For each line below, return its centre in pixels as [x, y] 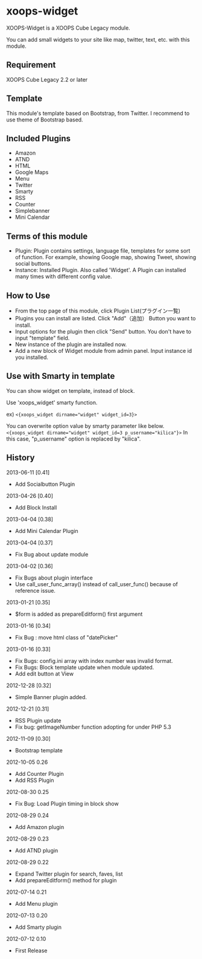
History [21, 458]
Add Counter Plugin [39, 773]
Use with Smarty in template [61, 376]
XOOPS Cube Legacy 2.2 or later [47, 79]
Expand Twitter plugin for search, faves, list [69, 874]
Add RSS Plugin [34, 780]
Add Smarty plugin [38, 927]
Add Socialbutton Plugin [45, 484]
